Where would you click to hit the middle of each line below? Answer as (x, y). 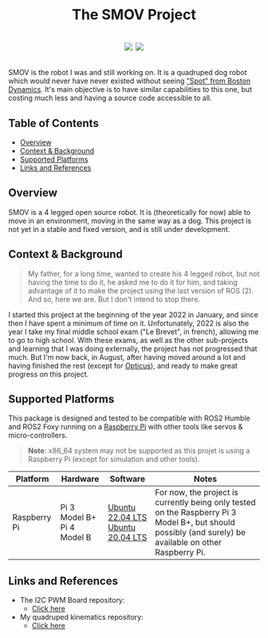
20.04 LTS (127, 537)
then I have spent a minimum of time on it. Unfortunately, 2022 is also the (129, 323)
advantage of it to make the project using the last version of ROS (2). (140, 290)
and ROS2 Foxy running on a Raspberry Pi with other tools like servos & (126, 427)
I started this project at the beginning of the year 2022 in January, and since (133, 314)
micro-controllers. (38, 435)
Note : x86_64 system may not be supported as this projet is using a (139, 451)
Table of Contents (54, 123)
